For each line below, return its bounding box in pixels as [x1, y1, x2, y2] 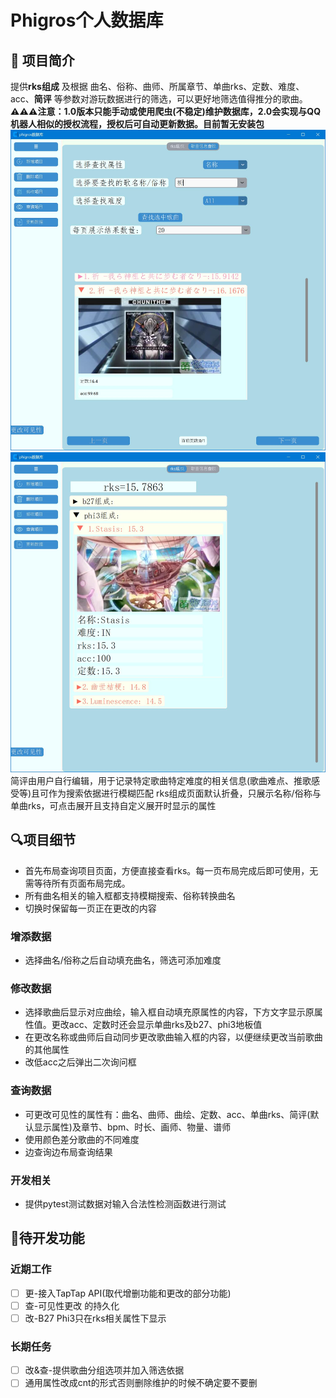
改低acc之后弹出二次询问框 [24, 1056, 137, 1068]
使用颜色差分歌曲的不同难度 [24, 1133, 140, 1145]
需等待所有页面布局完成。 [24, 877, 131, 889]
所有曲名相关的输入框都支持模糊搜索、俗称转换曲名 [24, 889, 236, 901]
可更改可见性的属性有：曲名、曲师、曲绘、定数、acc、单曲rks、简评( [24, 1108, 311, 1120]
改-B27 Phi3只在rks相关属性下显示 [24, 1312, 167, 1324]
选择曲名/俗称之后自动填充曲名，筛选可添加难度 [24, 954, 222, 966]
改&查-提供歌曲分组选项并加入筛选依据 [24, 1364, 185, 1376]
